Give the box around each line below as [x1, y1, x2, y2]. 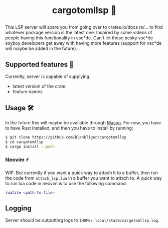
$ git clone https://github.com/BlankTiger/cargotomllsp [5, 134, 127, 140]
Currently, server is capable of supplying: [5, 73, 91, 80]
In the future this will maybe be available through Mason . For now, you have [5, 119, 161, 125]
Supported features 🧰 [5, 60, 74, 68]
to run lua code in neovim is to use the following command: [5, 180, 127, 186]
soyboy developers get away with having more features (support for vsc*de [5, 40, 162, 46]
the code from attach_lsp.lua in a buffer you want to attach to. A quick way [5, 175, 162, 181]
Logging [5, 204, 32, 212]
